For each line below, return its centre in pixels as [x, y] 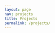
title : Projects [21, 18]
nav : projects [19, 14]
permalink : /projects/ [27, 23]
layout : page [18, 9]
